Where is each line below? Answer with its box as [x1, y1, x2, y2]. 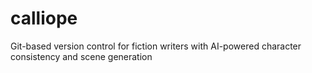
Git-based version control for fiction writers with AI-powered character [10, 40, 302, 52]
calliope [10, 7, 78, 30]
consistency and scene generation [10, 50, 153, 62]
